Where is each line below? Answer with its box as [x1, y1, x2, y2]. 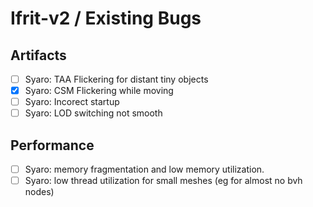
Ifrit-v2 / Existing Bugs [10, 7, 202, 30]
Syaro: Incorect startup [24, 96, 120, 108]
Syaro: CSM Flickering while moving [24, 85, 174, 97]
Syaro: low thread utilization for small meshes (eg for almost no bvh [24, 175, 303, 187]
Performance [10, 137, 95, 154]
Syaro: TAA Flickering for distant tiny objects [24, 73, 209, 85]
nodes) [24, 186, 55, 198]
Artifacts [10, 47, 67, 64]
